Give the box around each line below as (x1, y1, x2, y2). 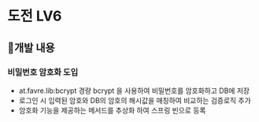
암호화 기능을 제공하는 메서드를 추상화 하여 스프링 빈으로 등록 (18, 105, 206, 115)
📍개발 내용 (7, 41, 56, 54)
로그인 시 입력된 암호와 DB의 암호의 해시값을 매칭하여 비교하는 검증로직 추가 (18, 95, 251, 105)
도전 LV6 (7, 7, 62, 25)
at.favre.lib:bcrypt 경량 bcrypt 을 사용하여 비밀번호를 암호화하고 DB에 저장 (18, 86, 250, 95)
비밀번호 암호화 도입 (7, 66, 79, 77)
